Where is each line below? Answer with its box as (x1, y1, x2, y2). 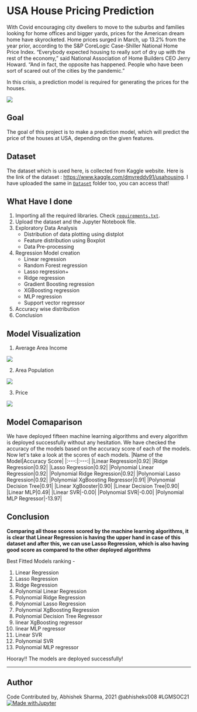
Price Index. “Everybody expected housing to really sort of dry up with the (6, 48, 186, 55)
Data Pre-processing (23, 243, 74, 250)
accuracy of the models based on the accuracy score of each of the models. (6, 445, 191, 452)
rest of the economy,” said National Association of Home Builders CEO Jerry (6, 55, 191, 62)
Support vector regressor (23, 299, 85, 306)
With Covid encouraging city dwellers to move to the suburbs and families (6, 23, 185, 30)
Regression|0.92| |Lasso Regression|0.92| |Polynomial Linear (6, 464, 154, 470)
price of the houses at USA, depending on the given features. (6, 134, 154, 141)
